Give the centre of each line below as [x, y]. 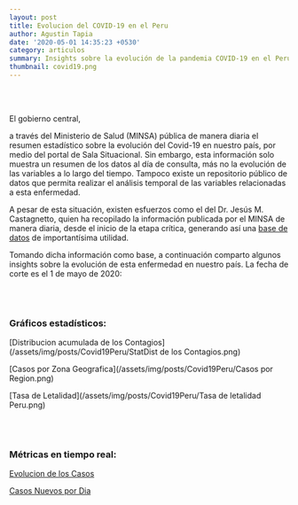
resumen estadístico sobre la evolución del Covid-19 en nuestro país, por [143, 145]
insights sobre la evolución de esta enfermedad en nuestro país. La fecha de [149, 264]
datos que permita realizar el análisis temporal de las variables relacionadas [148, 183]
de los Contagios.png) [200, 352]
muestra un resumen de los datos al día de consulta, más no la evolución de [148, 164]
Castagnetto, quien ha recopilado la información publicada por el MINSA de [147, 219]
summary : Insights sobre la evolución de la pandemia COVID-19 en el [141, 58]
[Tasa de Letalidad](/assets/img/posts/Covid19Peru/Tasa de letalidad [135, 396]
